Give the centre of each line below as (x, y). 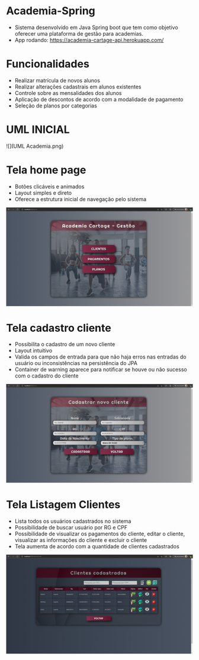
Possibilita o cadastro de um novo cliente (65, 344)
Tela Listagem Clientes (63, 505)
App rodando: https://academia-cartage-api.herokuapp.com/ (89, 40)
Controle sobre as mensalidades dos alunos (68, 93)
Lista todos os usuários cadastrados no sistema (73, 521)
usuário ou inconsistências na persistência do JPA (76, 363)
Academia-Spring (51, 11)
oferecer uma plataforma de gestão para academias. (79, 33)
